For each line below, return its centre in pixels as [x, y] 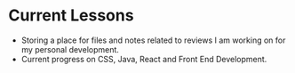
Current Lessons [71, 16]
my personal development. [70, 49]
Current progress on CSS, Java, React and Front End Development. [144, 59]
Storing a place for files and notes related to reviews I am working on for [153, 40]
